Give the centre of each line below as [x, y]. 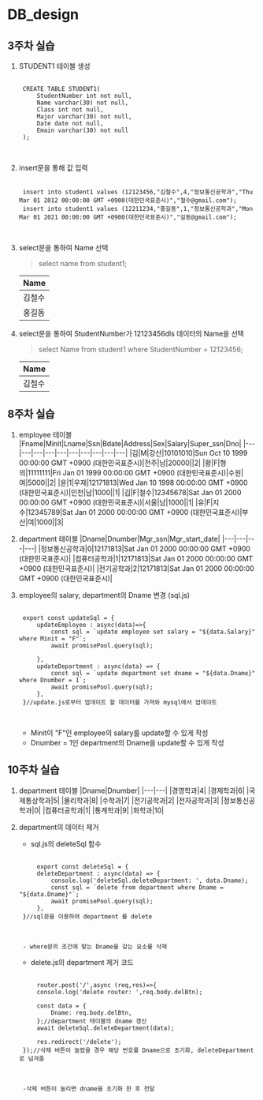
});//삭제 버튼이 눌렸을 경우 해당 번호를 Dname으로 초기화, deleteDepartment [138, 1050]
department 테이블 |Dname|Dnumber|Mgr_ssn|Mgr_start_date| [120, 539]
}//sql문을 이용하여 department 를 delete [87, 916]
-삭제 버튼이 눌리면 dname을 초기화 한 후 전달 [89, 1089]
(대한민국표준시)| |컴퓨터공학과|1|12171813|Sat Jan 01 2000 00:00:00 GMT [136, 558]
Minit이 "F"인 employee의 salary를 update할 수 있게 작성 [119, 733]
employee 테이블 [45, 434]
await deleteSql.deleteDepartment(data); [106, 1028]
